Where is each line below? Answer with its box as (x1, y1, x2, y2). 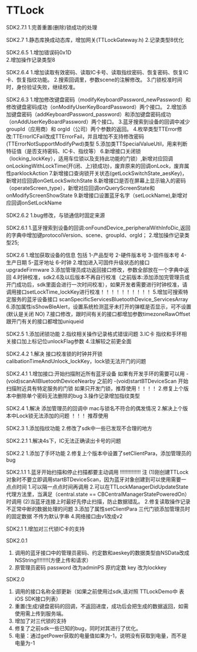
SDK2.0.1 (6, 537, 28, 544)
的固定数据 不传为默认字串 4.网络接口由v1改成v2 (6, 512, 123, 519)
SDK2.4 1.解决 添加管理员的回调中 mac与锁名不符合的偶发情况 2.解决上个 (6, 404, 183, 411)
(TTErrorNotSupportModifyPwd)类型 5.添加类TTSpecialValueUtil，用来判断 (6, 140, 188, 147)
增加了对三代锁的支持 (14, 617, 66, 624)
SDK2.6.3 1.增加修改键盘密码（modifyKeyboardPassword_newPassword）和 (6, 96, 191, 103)
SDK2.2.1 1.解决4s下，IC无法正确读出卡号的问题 (6, 437, 122, 444)
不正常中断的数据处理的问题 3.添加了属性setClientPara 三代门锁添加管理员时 (6, 505, 191, 512)
